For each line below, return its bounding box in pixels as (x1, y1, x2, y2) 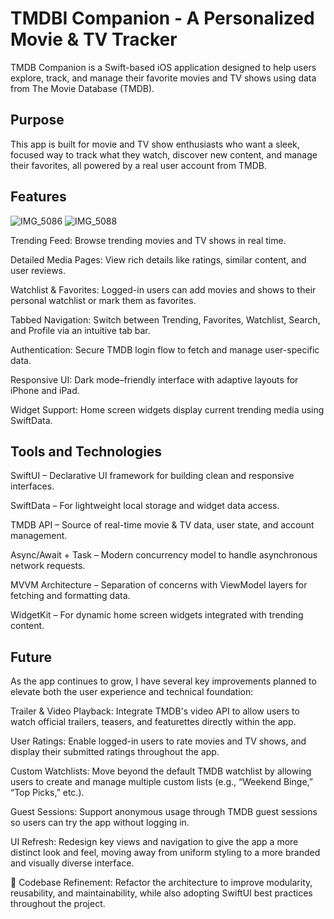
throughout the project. (10, 898, 106, 910)
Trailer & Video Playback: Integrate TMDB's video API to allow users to (10, 705, 300, 717)
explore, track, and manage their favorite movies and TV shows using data (10, 72, 317, 84)
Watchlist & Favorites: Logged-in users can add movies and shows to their (10, 283, 317, 296)
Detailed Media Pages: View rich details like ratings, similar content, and (10, 253, 307, 266)
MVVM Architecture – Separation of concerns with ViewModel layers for (10, 579, 308, 591)
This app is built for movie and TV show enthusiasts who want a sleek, (10, 138, 300, 150)
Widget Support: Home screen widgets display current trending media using (10, 403, 325, 416)
